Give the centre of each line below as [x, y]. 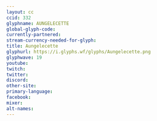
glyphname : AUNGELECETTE [38, 23]
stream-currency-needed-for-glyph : [51, 40]
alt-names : [20, 108]
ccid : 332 [19, 18]
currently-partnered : [34, 35]
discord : [17, 80]
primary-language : [30, 92]
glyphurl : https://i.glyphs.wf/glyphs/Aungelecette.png [78, 52]
